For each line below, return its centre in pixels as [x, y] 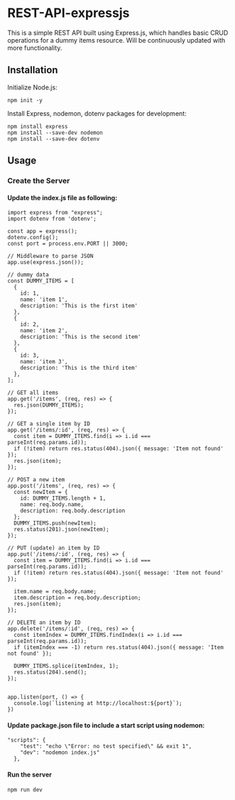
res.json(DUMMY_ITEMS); [49, 405]
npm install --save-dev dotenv [54, 139]
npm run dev [25, 789]
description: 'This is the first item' [79, 306]
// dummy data [28, 275]
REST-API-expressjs [69, 13]
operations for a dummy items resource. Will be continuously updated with [116, 40]
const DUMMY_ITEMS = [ [41, 281]
